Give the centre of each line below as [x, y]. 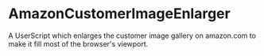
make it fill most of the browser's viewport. [78, 43]
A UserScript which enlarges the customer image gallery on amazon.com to [132, 35]
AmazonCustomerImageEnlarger [119, 14]
